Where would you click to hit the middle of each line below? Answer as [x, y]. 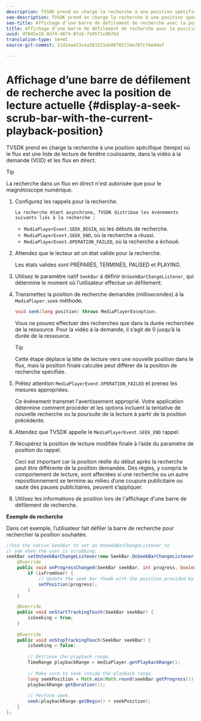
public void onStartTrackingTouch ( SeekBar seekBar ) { [85, 612]
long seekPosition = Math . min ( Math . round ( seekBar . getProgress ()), [112, 679]
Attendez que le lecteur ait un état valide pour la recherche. [88, 253]
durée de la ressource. [42, 335]
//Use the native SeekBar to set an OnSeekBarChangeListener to [88, 546]
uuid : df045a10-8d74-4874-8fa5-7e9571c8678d [63, 34]
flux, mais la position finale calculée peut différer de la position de [96, 365]
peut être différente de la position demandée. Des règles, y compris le [101, 468]
